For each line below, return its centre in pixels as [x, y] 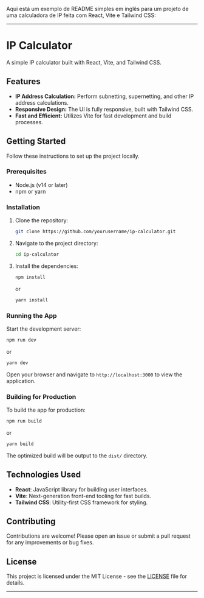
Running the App [32, 315]
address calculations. [42, 102]
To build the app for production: [46, 410]
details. [15, 583]
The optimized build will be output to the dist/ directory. [77, 456]
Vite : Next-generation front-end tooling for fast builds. [83, 496]
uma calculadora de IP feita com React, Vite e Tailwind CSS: [81, 15]
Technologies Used [43, 475]
